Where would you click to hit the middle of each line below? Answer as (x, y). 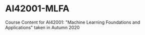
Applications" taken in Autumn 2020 (42, 27)
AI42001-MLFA (37, 9)
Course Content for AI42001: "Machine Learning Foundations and (73, 22)
